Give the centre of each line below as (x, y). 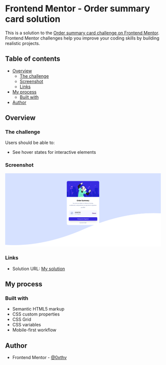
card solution (33, 19)
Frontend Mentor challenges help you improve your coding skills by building (82, 38)
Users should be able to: (30, 143)
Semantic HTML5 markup (38, 309)
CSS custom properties (36, 314)
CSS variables (26, 325)
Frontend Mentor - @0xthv (40, 358)
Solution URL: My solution (39, 269)
